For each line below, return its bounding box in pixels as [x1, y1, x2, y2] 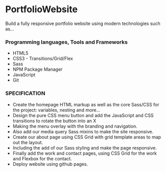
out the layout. [12, 139, 43, 146]
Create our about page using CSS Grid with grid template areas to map [12, 134, 161, 140]
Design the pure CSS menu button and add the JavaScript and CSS [12, 112, 154, 118]
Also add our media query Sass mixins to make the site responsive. [12, 128, 154, 134]
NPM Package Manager [12, 66, 63, 72]
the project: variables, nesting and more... [12, 107, 100, 113]
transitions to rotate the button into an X [12, 118, 97, 124]
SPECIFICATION [5, 90, 46, 97]
